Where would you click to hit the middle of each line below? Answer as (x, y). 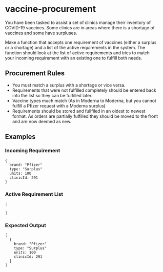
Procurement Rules (35, 73)
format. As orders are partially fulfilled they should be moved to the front (85, 116)
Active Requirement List (34, 194)
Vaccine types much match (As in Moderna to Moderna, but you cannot (84, 101)
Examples (20, 137)
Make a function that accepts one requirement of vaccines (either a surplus (81, 42)
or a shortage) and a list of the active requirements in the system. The (75, 47)
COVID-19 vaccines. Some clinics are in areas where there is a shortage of (80, 27)
